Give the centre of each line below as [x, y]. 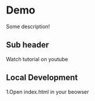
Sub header [28, 45]
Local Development [42, 78]
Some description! [28, 26]
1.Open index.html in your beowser [47, 92]
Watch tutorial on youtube [37, 59]
